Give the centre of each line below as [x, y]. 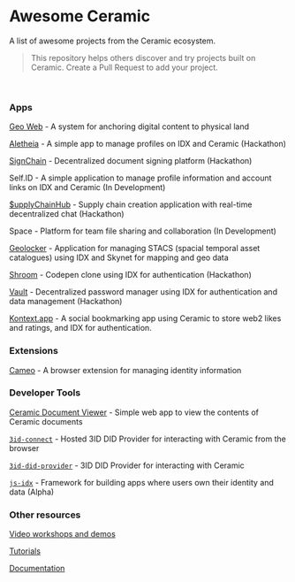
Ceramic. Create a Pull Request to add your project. [124, 67]
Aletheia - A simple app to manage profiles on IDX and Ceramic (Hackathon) [148, 144]
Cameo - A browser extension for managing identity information [125, 370]
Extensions [34, 351]
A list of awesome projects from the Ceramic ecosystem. [113, 41]
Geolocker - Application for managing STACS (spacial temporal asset [135, 249]
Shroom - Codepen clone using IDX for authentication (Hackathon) [130, 275]
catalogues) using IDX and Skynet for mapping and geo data [119, 257]
